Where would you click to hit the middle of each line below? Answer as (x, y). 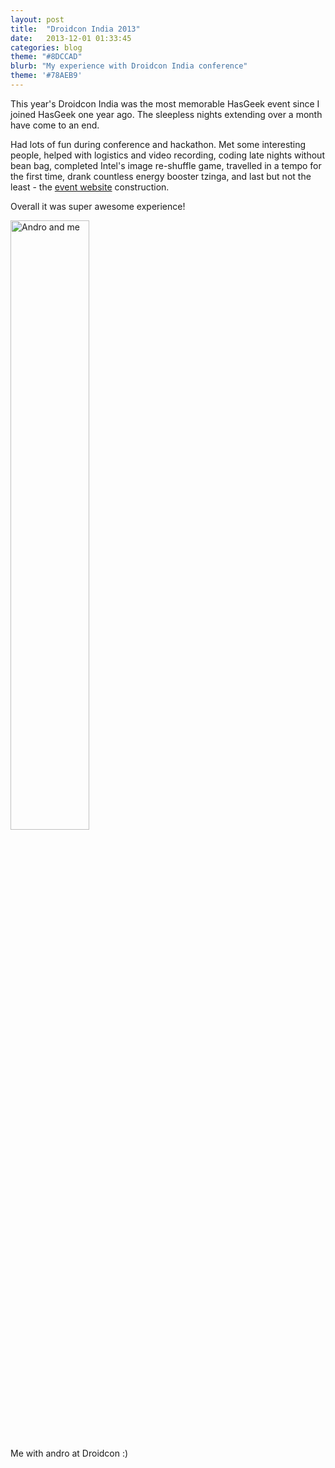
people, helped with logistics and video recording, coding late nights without (167, 155)
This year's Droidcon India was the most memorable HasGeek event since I (165, 103)
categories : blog (46, 47)
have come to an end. (55, 125)
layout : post (37, 19)
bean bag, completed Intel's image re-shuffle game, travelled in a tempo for (166, 165)
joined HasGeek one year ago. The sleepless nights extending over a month (166, 114)
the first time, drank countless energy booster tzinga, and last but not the (161, 176)
